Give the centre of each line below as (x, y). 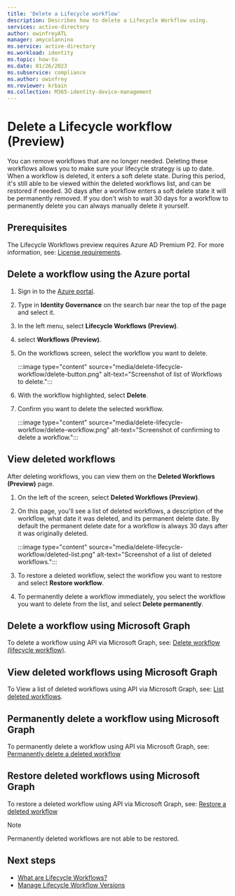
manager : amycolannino (40, 40)
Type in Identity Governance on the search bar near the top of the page (122, 305)
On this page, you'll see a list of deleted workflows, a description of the (120, 511)
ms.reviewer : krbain (38, 86)
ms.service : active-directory (52, 46)
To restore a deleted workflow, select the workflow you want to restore (120, 575)
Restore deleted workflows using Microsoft (103, 776)
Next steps (32, 861)
